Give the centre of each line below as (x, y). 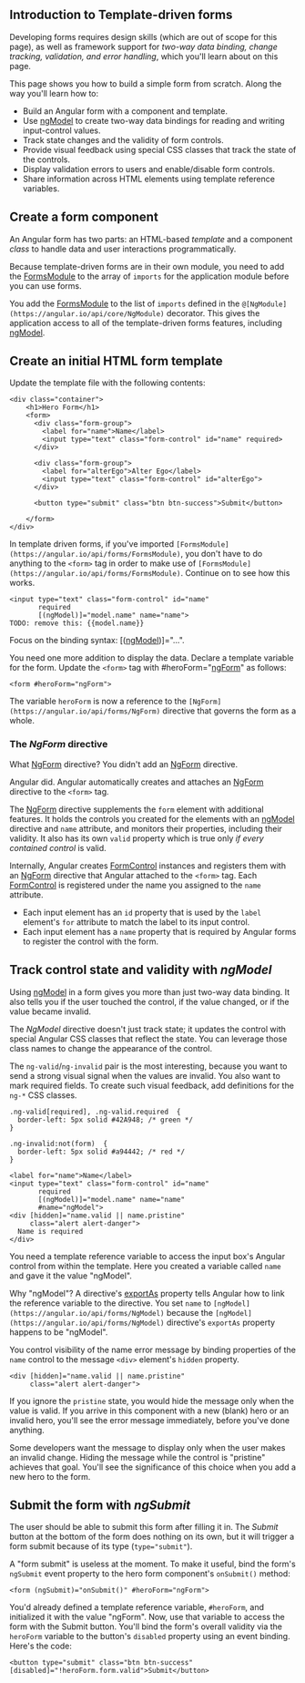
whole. (22, 721)
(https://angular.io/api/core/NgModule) (87, 313)
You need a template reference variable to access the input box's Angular (147, 1256)
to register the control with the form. (91, 941)
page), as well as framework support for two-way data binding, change (143, 46)
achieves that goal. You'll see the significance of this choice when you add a (153, 1467)
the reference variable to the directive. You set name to (111, 1303)
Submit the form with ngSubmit (100, 1505)
